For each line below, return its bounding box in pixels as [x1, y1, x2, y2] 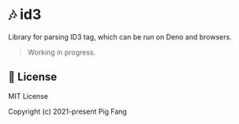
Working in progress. [27, 47, 96, 57]
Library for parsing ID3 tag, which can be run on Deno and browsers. [8, 32, 233, 41]
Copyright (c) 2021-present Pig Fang [8, 107, 128, 116]
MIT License [8, 91, 49, 100]
